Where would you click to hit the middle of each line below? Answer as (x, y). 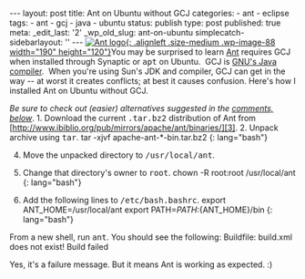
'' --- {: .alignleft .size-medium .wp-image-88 (170, 42)
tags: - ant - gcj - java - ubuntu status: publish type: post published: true (145, 23)
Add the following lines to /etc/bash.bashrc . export (124, 200)
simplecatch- (220, 32)
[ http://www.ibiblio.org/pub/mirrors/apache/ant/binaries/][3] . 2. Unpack (144, 128)
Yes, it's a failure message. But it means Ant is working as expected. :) (141, 264)
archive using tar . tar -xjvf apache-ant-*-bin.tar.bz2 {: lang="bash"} (139, 137)
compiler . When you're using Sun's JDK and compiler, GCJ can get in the (147, 71)
